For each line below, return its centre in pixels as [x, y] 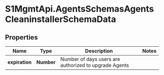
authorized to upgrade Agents [95, 65]
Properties [21, 37]
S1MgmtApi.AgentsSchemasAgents [80, 9]
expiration [20, 62]
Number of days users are [90, 59]
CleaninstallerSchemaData [61, 19]
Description [99, 51]
